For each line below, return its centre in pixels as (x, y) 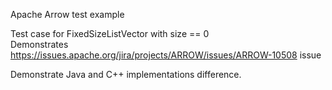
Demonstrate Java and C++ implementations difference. (126, 74)
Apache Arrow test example (67, 14)
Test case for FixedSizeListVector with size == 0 (110, 33)
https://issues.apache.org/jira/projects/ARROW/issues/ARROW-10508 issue (166, 55)
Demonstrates (39, 44)
